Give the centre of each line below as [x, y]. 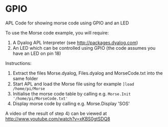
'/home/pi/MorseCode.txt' [40, 99]
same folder [25, 78]
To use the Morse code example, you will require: [57, 33]
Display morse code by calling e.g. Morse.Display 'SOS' [71, 103]
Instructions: [18, 63]
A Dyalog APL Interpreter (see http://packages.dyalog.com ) [75, 42]
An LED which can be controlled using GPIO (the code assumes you [84, 48]
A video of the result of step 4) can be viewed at [56, 113]
